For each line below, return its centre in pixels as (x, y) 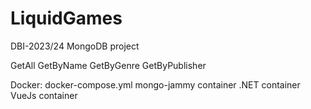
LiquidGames (66, 18)
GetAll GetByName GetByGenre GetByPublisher (108, 65)
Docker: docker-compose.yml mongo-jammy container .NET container (155, 84)
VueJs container (44, 95)
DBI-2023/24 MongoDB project (75, 46)
